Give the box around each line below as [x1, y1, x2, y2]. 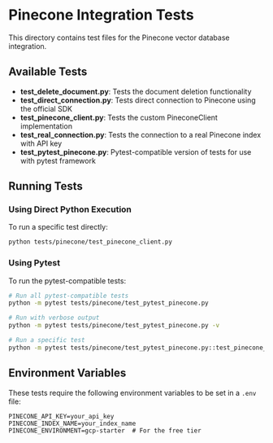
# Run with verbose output [8, 314, 100, 322]
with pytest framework [19, 156, 96, 165]
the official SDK [19, 103, 73, 113]
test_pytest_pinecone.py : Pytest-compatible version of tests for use [19, 147, 252, 156]
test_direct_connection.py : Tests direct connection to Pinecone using [19, 95, 256, 105]
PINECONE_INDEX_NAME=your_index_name [8, 419, 136, 428]
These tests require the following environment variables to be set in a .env [8, 388, 257, 397]
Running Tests [8, 179, 83, 193]
